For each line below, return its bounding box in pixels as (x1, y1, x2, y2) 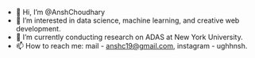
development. (15, 24, 61, 33)
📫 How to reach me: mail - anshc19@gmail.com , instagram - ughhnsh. (15, 42, 248, 50)
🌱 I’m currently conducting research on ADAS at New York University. (15, 32, 244, 42)
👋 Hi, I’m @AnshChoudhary (15, 8, 106, 16)
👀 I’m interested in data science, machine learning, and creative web (15, 16, 240, 25)
